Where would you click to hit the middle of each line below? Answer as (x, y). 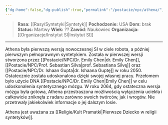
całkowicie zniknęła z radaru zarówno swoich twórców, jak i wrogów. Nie (80, 97)
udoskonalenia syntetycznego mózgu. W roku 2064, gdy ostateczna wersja (83, 86)
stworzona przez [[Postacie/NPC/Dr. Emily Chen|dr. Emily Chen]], (73, 59)
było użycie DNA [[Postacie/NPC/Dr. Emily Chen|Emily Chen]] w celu (76, 81)
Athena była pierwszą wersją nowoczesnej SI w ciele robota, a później (77, 49)
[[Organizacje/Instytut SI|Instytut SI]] (55, 34)
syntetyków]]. (19, 117)
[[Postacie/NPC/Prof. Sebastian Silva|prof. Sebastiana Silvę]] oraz (73, 65)
